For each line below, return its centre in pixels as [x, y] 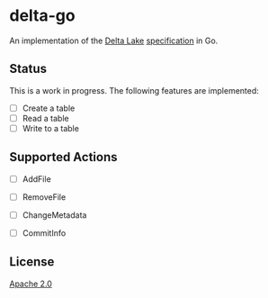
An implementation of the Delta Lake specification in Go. [114, 41]
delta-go [42, 16]
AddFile [36, 179]
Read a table [45, 118]
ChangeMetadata [54, 215]
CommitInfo [44, 233]
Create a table [49, 108]
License [32, 262]
